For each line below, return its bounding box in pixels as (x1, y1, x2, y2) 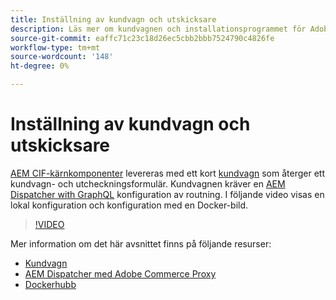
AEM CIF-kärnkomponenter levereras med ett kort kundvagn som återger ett (10, 167, 325, 179)
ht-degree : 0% (10, 61, 70, 71)
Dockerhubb (24, 278, 77, 290)
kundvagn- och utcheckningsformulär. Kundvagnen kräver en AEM (10, 177, 286, 190)
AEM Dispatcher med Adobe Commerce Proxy (24, 267, 217, 280)
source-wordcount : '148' (10, 52, 114, 62)
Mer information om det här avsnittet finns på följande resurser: (10, 237, 272, 250)
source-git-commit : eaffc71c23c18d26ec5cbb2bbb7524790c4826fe (10, 33, 275, 43)
